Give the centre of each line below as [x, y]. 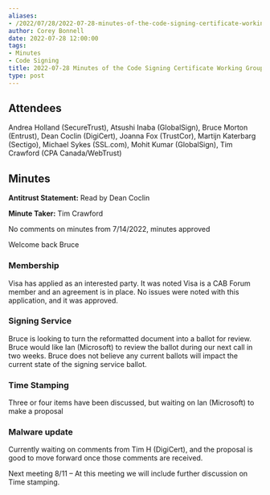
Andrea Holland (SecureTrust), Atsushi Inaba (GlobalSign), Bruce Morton [128, 128]
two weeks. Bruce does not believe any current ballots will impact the [123, 356]
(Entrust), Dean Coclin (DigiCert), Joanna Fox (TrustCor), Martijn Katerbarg [132, 136]
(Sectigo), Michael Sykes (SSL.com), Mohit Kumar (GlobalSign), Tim [121, 145]
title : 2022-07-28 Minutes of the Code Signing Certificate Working [125, 68]
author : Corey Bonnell [46, 31]
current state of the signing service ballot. [78, 364]
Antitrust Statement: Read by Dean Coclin [79, 198]
